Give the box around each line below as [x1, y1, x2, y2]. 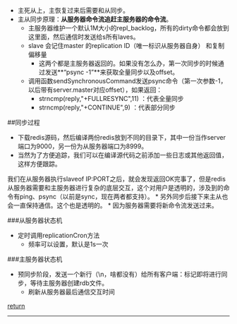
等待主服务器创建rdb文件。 [30, 279, 108, 287]
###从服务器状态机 [7, 216, 63, 224]
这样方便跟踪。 [17, 160, 61, 168]
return [7, 302, 25, 310]
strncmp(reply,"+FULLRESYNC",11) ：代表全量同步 [38, 95, 185, 102]
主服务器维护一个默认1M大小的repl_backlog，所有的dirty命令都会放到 [28, 24, 229, 32]
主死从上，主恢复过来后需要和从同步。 [17, 6, 129, 14]
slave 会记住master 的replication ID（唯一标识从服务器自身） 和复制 [28, 42, 224, 49]
